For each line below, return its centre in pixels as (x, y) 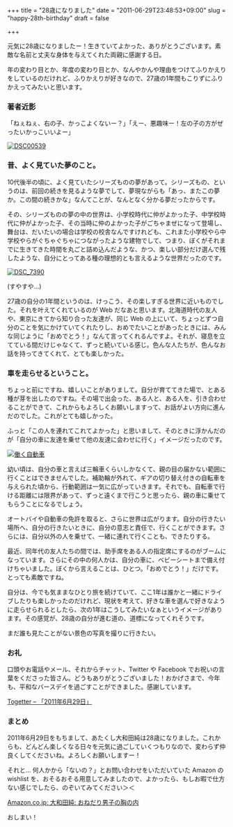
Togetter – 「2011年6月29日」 (50, 702)
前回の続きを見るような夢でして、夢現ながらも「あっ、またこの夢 (126, 191)
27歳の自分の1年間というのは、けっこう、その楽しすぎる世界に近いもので (112, 301)
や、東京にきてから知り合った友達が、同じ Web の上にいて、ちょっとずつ (112, 318)
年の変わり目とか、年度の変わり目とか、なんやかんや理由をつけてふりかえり (117, 69)
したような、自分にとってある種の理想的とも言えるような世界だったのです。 (116, 258)
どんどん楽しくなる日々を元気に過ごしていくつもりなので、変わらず (122, 747)
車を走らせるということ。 (50, 373)
